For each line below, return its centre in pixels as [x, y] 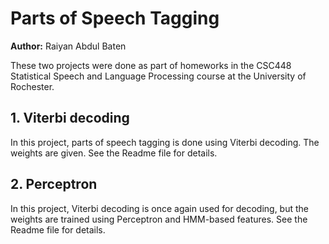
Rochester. [32, 86]
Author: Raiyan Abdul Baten [68, 46]
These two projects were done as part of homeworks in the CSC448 [151, 65]
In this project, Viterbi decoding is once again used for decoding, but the [159, 208]
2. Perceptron [54, 184]
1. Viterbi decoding [70, 118]
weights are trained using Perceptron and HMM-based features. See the [159, 219]
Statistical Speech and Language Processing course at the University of [158, 76]
